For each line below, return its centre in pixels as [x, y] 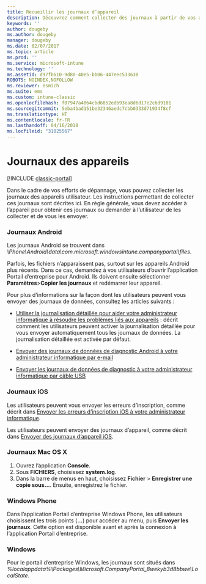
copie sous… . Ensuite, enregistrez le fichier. [72, 485]
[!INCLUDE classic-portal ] [39, 178]
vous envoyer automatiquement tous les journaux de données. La [98, 333]
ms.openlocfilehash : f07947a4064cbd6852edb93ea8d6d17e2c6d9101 [89, 103]
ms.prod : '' [22, 57]
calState [17, 575]
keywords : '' [24, 23]
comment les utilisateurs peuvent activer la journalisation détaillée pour [105, 326]
